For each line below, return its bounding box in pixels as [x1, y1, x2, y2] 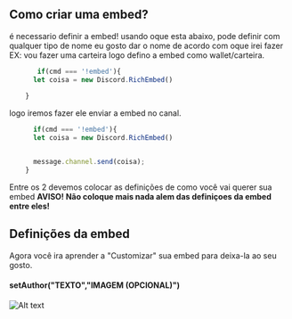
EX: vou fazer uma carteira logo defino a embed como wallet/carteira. [9, 49, 265, 61]
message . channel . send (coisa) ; [32, 158, 145, 167]
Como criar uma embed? [9, 7, 149, 22]
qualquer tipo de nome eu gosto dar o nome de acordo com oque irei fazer [9, 40, 283, 51]
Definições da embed [9, 226, 131, 241]
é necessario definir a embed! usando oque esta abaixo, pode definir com [9, 30, 280, 41]
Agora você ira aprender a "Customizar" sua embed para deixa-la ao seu [9, 249, 278, 261]
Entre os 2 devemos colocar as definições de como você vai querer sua [9, 182, 272, 192]
